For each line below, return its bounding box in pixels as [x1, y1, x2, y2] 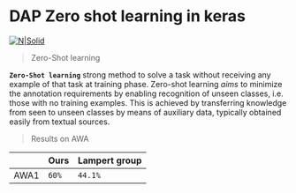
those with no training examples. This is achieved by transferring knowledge [9, 97, 287, 108]
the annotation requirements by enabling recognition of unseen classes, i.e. [9, 88, 285, 99]
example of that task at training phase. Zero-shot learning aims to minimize [9, 78, 283, 89]
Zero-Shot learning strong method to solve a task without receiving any [9, 69, 271, 80]
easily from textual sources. [9, 116, 110, 127]
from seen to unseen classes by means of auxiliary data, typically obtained [9, 107, 282, 117]
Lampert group [78, 154, 142, 167]
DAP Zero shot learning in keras [9, 6, 246, 26]
